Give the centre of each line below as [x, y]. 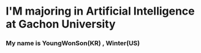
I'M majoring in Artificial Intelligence [100, 11]
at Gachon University [61, 24]
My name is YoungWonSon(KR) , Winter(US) [73, 43]
